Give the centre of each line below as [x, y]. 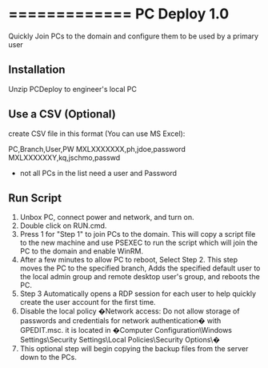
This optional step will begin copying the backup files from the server [134, 349]
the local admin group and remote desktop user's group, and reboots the [140, 277]
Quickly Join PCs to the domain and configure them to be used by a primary [133, 36]
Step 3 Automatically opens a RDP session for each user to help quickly [138, 294]
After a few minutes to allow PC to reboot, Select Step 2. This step [129, 260]
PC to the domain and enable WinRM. [82, 251]
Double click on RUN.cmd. [63, 226]
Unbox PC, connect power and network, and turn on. [107, 218]
